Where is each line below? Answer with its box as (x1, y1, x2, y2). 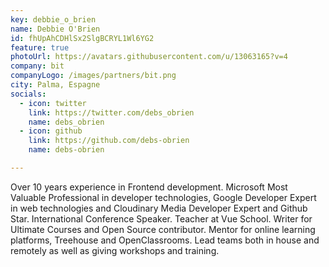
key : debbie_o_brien (10, 14, 97, 25)
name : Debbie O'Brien (10, 24, 101, 34)
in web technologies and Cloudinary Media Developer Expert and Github (10, 202, 308, 214)
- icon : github (19, 126, 83, 136)
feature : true (10, 42, 70, 53)
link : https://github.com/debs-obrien (28, 136, 190, 146)
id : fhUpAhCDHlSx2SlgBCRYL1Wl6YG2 (10, 33, 155, 43)
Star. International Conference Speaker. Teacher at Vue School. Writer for (10, 212, 313, 225)
